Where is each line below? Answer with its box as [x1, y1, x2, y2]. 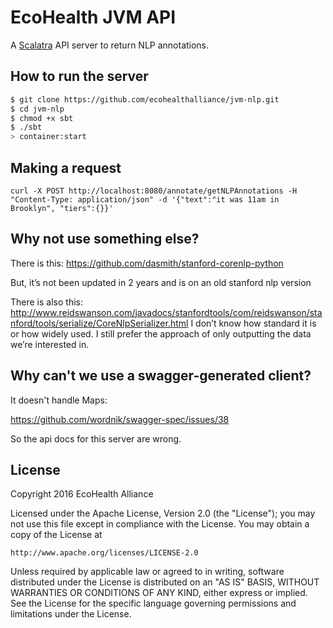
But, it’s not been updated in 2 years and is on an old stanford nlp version [10, 276, 312, 288]
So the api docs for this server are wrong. [10, 432, 182, 445]
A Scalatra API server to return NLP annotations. [10, 39, 210, 51]
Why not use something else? [10, 231, 200, 248]
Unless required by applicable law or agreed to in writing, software [10, 566, 285, 578]
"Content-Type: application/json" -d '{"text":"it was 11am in [10, 194, 280, 205]
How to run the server [10, 68, 149, 85]
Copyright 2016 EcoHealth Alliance [10, 488, 154, 500]
